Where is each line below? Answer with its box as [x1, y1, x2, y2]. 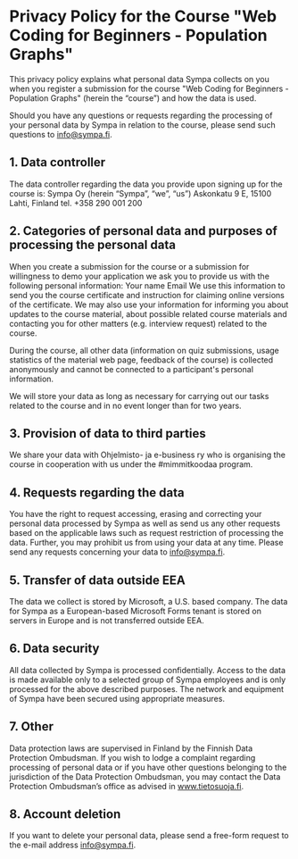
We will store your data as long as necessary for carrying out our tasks [9, 390, 269, 401]
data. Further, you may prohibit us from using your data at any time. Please [9, 538, 284, 548]
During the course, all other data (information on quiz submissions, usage [9, 345, 279, 355]
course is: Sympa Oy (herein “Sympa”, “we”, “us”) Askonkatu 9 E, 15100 [9, 188, 272, 198]
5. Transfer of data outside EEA [9, 572, 186, 588]
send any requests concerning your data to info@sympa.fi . [9, 546, 226, 557]
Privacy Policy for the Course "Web [9, 6, 277, 27]
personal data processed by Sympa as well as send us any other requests [9, 518, 281, 529]
